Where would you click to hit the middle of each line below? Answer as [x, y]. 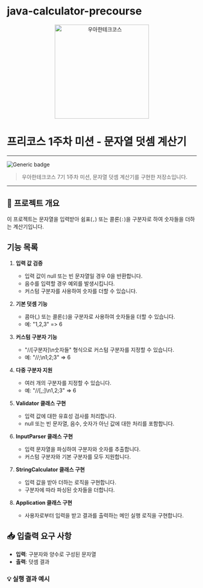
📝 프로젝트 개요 [33, 203]
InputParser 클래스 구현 [44, 436]
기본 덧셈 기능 [31, 304]
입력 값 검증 [29, 263]
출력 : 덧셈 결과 [33, 562]
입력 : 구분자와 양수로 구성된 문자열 [56, 554]
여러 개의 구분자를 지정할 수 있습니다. [68, 383]
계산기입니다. [29, 227]
